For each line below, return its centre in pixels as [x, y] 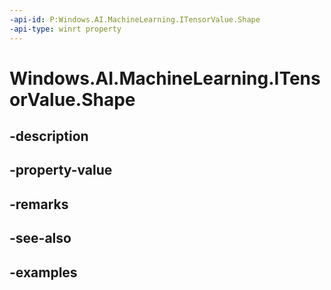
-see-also [40, 238]
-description [49, 136]
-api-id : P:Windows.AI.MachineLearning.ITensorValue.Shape [135, 19]
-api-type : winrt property [65, 29]
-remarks [39, 204]
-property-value [61, 170]
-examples [43, 272]
